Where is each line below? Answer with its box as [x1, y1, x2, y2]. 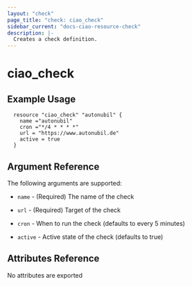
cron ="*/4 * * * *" [19, 124, 79, 131]
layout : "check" [7, 10, 54, 17]
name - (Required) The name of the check [17, 192, 134, 201]
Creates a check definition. [13, 36, 98, 43]
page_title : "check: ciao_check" [7, 17, 104, 24]
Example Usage [7, 93, 76, 105]
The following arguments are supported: [7, 179, 123, 187]
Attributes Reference [7, 253, 100, 265]
